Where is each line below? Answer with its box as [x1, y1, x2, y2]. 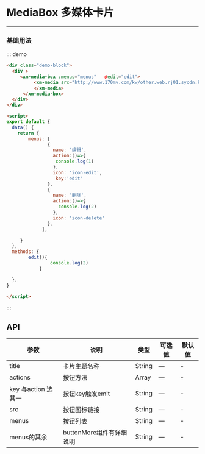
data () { [12, 124, 34, 130]
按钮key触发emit [63, 389, 110, 398]
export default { [6, 119, 51, 125]
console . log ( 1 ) [55, 158, 95, 165]
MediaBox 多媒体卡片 [6, 5, 115, 20]
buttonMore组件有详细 [63, 428, 128, 437]
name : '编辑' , [52, 147, 87, 153]
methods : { [12, 249, 40, 255]
